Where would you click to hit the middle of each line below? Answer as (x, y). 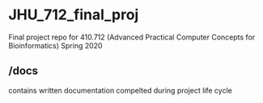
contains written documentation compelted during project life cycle (120, 90)
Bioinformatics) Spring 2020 (55, 45)
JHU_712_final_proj (74, 15)
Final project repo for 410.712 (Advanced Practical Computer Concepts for (132, 37)
